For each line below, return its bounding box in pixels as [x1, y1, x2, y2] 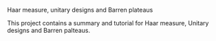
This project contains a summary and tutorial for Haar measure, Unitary [7, 19, 209, 27]
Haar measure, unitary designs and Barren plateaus [7, 6, 153, 14]
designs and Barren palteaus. [7, 27, 91, 34]
